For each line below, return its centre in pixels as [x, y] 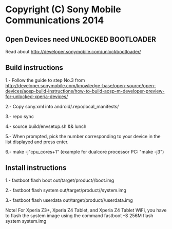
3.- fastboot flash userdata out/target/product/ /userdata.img [69, 200]
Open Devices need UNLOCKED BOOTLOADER [81, 39]
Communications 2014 [55, 20]
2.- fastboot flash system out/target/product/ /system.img [66, 190]
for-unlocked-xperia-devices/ [37, 97]
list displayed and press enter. [37, 142]
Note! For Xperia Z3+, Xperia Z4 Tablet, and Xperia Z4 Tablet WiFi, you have [86, 210]
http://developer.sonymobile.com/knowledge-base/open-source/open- [81, 85]
